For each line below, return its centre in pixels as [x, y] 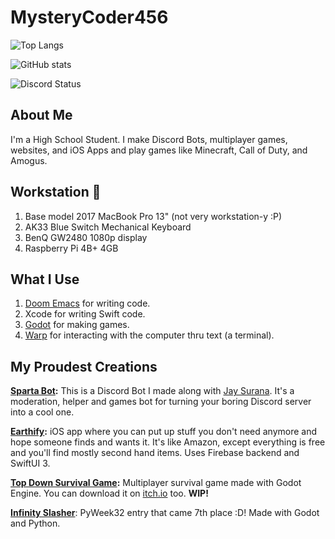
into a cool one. [42, 412]
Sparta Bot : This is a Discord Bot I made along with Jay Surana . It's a [152, 391]
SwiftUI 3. [30, 463]
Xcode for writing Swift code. [85, 314]
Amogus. [29, 160]
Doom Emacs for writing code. [87, 303]
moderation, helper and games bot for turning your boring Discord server [161, 402]
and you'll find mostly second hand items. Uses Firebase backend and [155, 453]
